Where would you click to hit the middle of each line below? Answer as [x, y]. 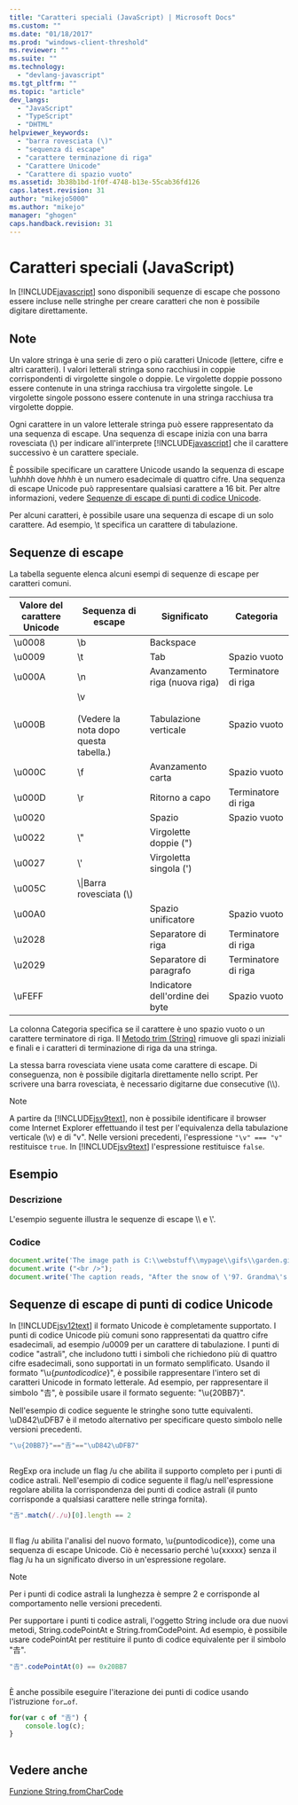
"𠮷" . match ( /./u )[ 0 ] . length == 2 [70, 1516]
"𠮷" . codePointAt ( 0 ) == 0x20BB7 [68, 1667]
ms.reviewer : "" [39, 51]
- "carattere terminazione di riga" [85, 157]
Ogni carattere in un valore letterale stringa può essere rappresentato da [141, 424]
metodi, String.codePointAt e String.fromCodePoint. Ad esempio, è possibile [149, 1629]
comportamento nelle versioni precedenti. [86, 1603]
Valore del [41, 606]
